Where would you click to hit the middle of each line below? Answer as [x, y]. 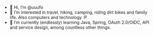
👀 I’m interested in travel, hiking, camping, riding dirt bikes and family [78, 12]
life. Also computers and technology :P [48, 17]
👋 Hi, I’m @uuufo [26, 7]
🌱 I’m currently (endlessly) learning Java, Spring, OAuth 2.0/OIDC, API [79, 22]
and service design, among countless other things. [60, 27]
